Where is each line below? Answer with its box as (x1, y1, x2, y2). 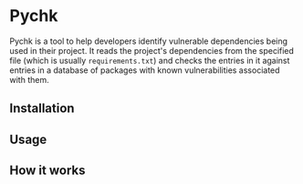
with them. (9, 74, 49, 85)
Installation (9, 101, 75, 117)
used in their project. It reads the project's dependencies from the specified (9, 45, 295, 56)
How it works (9, 163, 86, 179)
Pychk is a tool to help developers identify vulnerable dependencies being (9, 36, 288, 46)
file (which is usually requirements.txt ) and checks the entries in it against (9, 55, 290, 66)
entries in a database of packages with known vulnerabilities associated (9, 65, 280, 76)
